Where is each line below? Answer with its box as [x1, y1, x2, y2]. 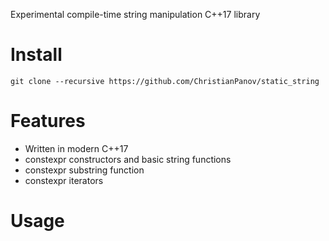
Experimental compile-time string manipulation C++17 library [10, 9, 261, 20]
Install [10, 44, 63, 66]
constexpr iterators [24, 174, 104, 186]
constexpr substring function [24, 164, 145, 176]
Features [10, 110, 86, 133]
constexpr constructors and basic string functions [24, 153, 232, 165]
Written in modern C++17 [24, 142, 129, 154]
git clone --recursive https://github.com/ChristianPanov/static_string [10, 76, 320, 86]
